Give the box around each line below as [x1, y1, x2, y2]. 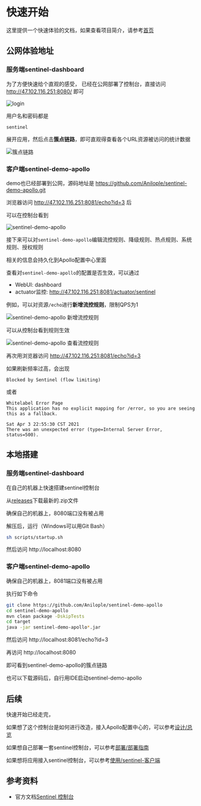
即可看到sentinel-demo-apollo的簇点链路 [6, 662, 107, 669]
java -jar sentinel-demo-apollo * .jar [6, 624, 101, 630]
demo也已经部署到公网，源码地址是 [6, 179, 94, 186]
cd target [6, 619, 31, 625]
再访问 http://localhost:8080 [6, 649, 76, 656]
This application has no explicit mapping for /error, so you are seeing [6, 405, 196, 411]
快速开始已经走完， [6, 710, 54, 718]
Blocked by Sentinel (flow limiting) [6, 377, 101, 383]
